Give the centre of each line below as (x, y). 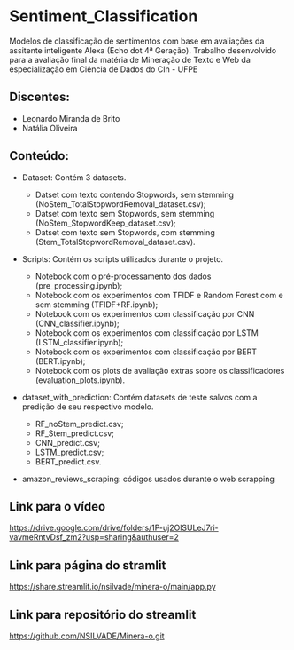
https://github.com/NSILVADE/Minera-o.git (87, 636)
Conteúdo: (39, 156)
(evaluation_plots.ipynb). (80, 380)
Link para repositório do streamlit (103, 614)
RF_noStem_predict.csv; (79, 424)
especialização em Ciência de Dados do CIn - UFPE (104, 69)
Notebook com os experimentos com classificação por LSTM (147, 333)
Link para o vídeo (58, 507)
